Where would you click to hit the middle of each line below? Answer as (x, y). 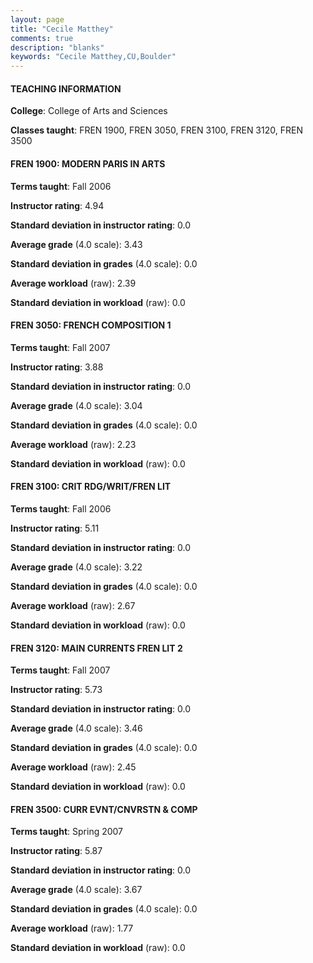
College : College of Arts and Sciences (89, 111)
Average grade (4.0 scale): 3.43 (76, 244)
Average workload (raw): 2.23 (73, 444)
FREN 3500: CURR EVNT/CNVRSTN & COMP (104, 809)
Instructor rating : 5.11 (55, 528)
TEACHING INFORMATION (66, 88)
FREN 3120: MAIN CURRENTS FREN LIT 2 (96, 648)
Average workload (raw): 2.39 (73, 283)
